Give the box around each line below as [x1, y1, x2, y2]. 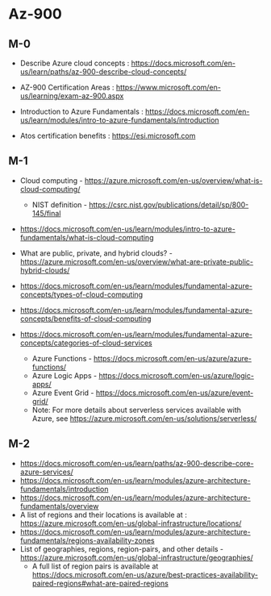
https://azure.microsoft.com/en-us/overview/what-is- [84, 175, 263, 185]
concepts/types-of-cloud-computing [19, 290, 144, 299]
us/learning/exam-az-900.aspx [19, 91, 124, 101]
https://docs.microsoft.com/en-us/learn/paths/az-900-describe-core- [19, 458, 254, 468]
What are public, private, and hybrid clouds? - [19, 248, 173, 258]
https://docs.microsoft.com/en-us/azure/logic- [98, 370, 254, 380]
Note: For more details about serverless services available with [31, 405, 242, 415]
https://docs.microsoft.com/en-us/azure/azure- [94, 353, 252, 363]
